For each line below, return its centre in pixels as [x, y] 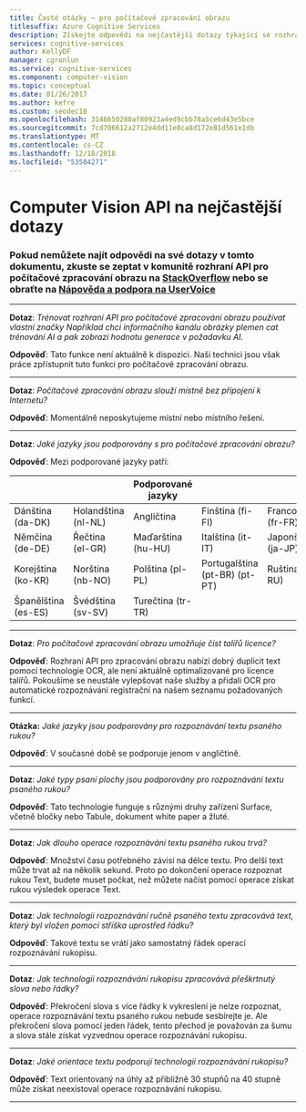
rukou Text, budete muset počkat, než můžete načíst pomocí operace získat [152, 880]
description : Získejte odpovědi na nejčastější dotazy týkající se [140, 35]
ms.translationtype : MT [55, 137]
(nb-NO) [92, 580]
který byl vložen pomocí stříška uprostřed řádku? [102, 925]
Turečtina [153, 601]
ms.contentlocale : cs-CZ [56, 145]
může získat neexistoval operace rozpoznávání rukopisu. [116, 1088]
